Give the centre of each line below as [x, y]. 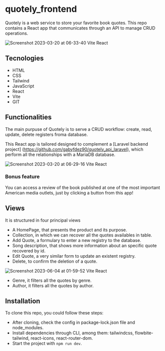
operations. [17, 33]
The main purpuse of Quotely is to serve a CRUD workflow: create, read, [79, 129]
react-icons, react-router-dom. [62, 338]
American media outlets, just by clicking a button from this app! [69, 193]
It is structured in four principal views [43, 220]
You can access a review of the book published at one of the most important [82, 187]
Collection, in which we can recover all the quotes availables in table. [82, 235]
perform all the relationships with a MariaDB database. [60, 155]
